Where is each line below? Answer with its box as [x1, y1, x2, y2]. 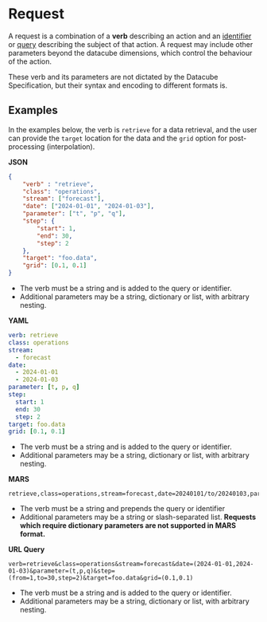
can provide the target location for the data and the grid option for [8, 133, 228, 143]
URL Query [8, 545, 45, 554]
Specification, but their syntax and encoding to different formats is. [8, 81, 228, 90]
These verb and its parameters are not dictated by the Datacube [8, 72, 219, 81]
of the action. [8, 57, 52, 66]
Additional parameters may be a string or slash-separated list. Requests [19, 512, 257, 522]
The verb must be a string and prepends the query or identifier [19, 504, 226, 514]
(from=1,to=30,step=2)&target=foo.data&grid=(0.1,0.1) [8, 574, 194, 582]
